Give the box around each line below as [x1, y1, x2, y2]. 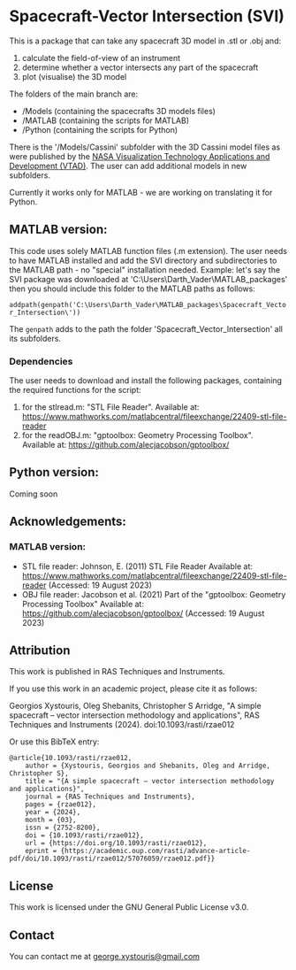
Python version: [9, 465, 100, 480]
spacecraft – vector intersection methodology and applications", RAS [9, 710, 261, 720]
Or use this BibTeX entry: [9, 736, 100, 747]
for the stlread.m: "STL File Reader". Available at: [21, 402, 200, 412]
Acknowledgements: [9, 514, 126, 529]
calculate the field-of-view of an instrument [21, 52, 181, 63]
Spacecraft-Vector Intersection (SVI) [9, 6, 285, 27]
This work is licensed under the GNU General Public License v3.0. [9, 902, 249, 912]
